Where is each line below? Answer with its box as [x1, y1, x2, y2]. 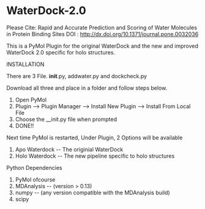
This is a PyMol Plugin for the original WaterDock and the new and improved [6, 42, 199, 50]
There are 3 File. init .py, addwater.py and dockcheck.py [6, 72, 147, 79]
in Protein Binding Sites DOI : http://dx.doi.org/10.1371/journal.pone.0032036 [6, 30, 199, 37]
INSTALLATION [6, 61, 45, 68]
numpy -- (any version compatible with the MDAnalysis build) [15, 189, 170, 196]
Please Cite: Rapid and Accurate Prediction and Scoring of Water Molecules [6, 24, 198, 31]
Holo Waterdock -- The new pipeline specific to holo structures [15, 152, 175, 159]
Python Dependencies [6, 164, 62, 171]
